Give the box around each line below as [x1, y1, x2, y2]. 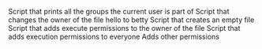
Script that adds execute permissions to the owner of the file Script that [8, 24, 241, 32]
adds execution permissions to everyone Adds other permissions [8, 32, 219, 41]
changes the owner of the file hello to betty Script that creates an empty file [8, 15, 255, 24]
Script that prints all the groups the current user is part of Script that [8, 7, 230, 16]
